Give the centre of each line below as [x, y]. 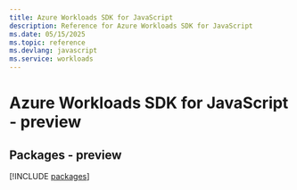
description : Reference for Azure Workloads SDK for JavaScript [131, 26]
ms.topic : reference [48, 42]
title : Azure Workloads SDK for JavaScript [91, 17]
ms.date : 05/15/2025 [48, 34]
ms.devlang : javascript [54, 51]
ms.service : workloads [51, 59]
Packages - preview [66, 155]
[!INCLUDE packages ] [49, 176]
